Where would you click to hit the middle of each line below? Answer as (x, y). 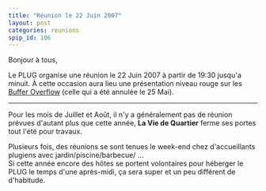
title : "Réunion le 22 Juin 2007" (65, 15)
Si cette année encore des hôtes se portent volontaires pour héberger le (126, 163)
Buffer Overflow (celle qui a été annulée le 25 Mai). (91, 92)
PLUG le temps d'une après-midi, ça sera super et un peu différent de (122, 172)
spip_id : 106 (30, 37)
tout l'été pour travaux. (46, 132)
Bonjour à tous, (33, 60)
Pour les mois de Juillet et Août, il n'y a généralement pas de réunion (120, 114)
